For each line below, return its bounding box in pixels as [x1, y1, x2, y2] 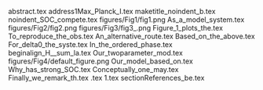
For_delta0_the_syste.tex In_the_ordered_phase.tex [8, 40, 173, 49]
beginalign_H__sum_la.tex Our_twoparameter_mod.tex [8, 49, 183, 57]
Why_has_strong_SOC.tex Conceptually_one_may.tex [8, 65, 179, 74]
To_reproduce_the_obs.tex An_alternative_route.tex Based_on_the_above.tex [8, 31, 255, 41]
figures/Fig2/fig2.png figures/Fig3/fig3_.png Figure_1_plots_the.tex [8, 23, 224, 32]
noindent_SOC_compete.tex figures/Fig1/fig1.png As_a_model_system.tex [8, 15, 245, 24]
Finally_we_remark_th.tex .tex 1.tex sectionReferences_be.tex [8, 74, 205, 82]
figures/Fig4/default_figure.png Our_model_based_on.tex [8, 56, 194, 66]
